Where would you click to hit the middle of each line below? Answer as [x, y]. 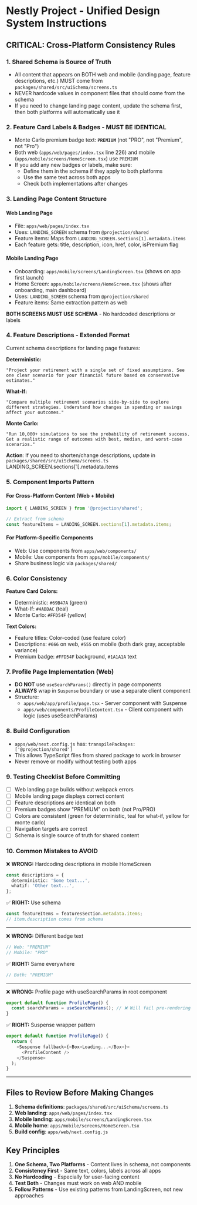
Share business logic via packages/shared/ [66, 563]
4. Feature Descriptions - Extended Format [68, 335]
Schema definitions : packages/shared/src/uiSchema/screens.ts [91, 1107]
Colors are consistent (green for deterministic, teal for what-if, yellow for [102, 816]
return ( [22, 1042]
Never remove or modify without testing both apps [75, 761]
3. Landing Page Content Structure [57, 199]
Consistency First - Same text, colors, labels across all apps [88, 1170]
